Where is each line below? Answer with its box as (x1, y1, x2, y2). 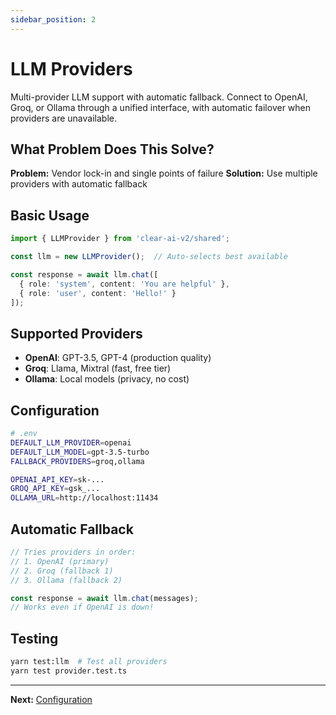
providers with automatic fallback (10, 178, 148, 190)
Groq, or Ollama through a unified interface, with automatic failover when (10, 101, 312, 113)
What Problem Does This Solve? (10, 141, 215, 158)
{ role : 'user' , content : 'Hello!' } (19, 288, 177, 298)
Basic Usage (10, 207, 90, 224)
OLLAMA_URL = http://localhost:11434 (10, 493, 159, 503)
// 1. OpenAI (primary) (10, 556, 110, 566)
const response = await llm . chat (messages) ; (10, 593, 199, 603)
